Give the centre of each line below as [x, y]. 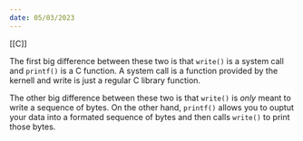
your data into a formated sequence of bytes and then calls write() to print [150, 117]
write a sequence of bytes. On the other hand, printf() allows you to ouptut [152, 107]
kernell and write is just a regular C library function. [105, 80]
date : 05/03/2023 [42, 18]
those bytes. [33, 127]
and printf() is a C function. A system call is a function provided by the [144, 70]
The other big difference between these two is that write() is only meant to [151, 98]
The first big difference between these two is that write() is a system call [147, 61]
